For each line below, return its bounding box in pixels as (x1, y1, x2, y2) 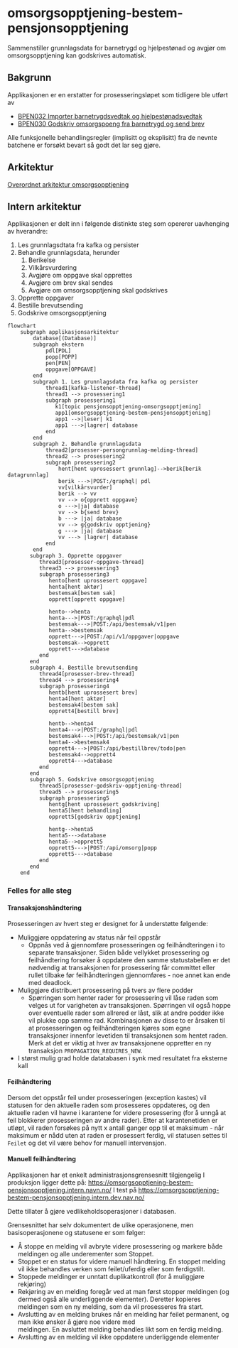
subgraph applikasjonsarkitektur (20, 329, 119, 336)
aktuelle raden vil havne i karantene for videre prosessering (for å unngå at (7, 1108, 227, 1116)
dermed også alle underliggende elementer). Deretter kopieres (17, 1295, 201, 1303)
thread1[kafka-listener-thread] (45, 385, 141, 392)
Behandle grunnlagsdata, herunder (17, 249, 120, 257)
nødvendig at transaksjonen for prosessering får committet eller (28, 963, 215, 972)
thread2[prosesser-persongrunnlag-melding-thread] (45, 447, 199, 454)
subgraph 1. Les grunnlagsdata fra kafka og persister (33, 379, 199, 386)
